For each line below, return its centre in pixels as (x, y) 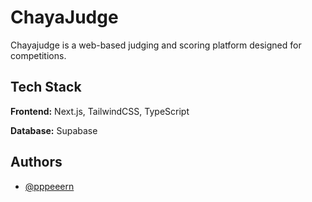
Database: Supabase (54, 130)
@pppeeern (49, 186)
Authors (36, 162)
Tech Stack (46, 87)
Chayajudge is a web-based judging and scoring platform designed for (156, 45)
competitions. (38, 55)
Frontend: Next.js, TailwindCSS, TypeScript (100, 111)
